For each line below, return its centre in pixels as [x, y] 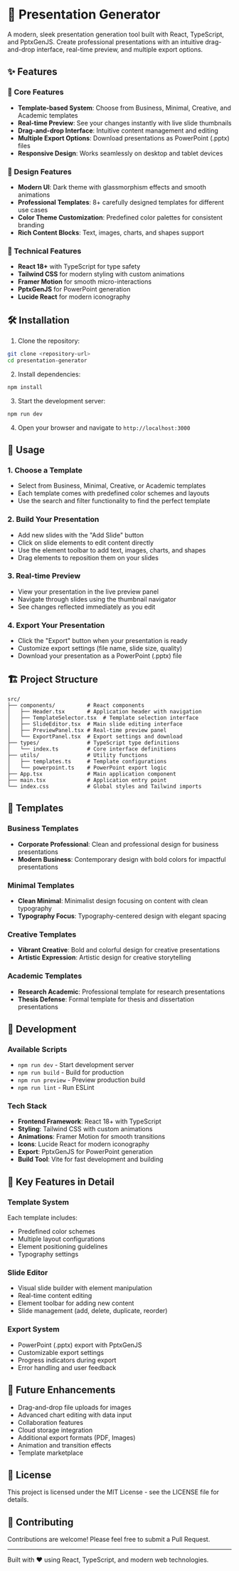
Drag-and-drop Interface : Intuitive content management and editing [118, 130]
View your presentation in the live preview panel [88, 592]
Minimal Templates [41, 885]
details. [18, 1500]
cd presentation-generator [47, 360]
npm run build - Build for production [71, 1073]
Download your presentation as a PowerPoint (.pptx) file [100, 656]
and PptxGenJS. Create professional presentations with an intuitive [106, 41]
